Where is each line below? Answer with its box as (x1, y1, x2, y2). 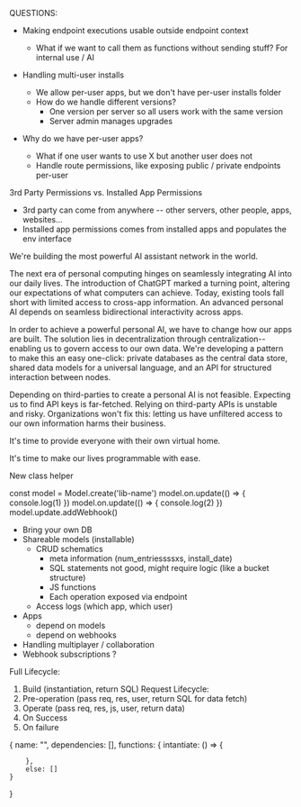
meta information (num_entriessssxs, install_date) (49, 553, 233, 564)
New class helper (9, 470, 74, 481)
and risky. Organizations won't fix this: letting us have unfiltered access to (9, 409, 283, 419)
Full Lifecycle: (9, 666, 60, 676)
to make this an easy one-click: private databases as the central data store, (9, 353, 288, 363)
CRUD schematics (35, 544, 103, 554)
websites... (22, 214, 63, 224)
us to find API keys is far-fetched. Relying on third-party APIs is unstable (9, 399, 278, 409)
